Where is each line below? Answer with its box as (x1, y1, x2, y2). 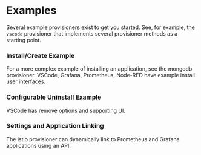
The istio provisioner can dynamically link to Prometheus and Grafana (6, 135, 180, 142)
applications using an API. (6, 142, 71, 149)
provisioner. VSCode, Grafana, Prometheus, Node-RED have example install (6, 72, 196, 79)
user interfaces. (6, 78, 46, 85)
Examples (6, 4, 57, 17)
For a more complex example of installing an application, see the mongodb (6, 65, 193, 72)
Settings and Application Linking (6, 122, 104, 130)
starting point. (6, 36, 41, 43)
